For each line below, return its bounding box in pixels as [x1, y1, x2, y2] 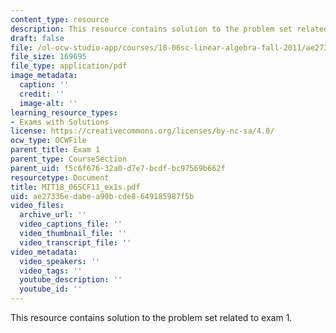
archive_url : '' [19, 210, 87, 220]
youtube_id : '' [19, 284, 83, 295]
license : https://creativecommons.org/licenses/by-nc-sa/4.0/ [10, 126, 275, 136]
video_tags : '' [19, 266, 83, 276]
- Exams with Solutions [10, 117, 110, 127]
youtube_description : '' [19, 275, 123, 285]
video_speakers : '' [19, 256, 101, 266]
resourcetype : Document [10, 172, 110, 183]
